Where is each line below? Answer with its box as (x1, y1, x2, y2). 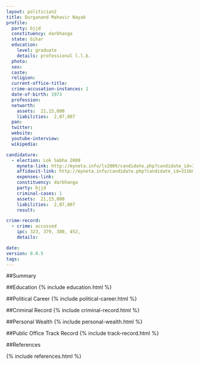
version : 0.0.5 (6, 250, 44, 256)
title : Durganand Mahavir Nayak (6, 14, 86, 20)
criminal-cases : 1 (17, 191, 62, 196)
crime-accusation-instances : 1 (11, 86, 89, 92)
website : (11, 130, 33, 137)
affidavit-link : (17, 169, 57, 174)
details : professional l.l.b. (17, 53, 92, 59)
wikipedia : (11, 141, 38, 147)
